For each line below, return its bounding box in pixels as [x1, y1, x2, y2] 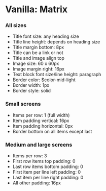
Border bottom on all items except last [12, 128, 92, 134]
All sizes [5, 22, 27, 29]
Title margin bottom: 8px [12, 44, 64, 51]
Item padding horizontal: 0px [12, 123, 73, 129]
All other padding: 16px [12, 180, 61, 186]
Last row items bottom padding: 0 [12, 163, 83, 170]
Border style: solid [12, 88, 51, 94]
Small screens [5, 101, 41, 108]
